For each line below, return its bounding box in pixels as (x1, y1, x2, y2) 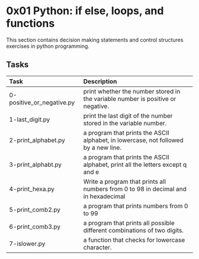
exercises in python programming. (6, 43, 90, 50)
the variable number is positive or (83, 95, 176, 103)
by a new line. (83, 143, 122, 151)
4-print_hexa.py (9, 184, 55, 193)
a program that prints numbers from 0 (83, 202, 188, 210)
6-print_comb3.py (9, 222, 61, 231)
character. (83, 243, 112, 251)
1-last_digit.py (9, 115, 50, 124)
